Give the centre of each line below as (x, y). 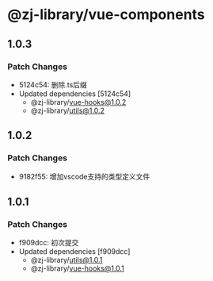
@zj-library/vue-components (106, 15)
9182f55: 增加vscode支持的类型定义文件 (84, 176)
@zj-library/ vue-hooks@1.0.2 (78, 102)
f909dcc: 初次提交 (49, 243)
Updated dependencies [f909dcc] (74, 252)
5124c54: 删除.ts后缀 (53, 84)
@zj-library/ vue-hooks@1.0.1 (77, 268)
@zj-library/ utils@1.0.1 (67, 260)
